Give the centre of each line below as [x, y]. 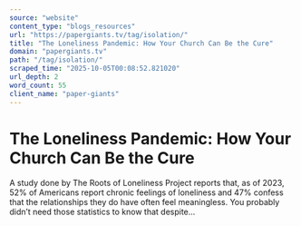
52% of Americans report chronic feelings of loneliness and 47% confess [146, 192]
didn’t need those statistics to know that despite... [102, 212]
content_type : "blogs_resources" [73, 26]
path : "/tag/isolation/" [56, 60]
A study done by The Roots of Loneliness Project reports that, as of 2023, [147, 183]
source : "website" [44, 18]
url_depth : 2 [34, 77]
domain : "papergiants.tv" [58, 52]
